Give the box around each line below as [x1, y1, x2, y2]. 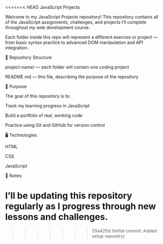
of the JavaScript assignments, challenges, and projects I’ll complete [5, 19, 147, 25]
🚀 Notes [5, 173, 22, 179]
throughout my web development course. [5, 24, 90, 30]
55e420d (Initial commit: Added [92, 228, 157, 234]
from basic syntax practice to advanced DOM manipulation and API [5, 39, 144, 45]
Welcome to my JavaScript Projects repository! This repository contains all [5, 14, 159, 19]
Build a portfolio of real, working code [5, 112, 83, 118]
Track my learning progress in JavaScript [5, 103, 90, 109]
